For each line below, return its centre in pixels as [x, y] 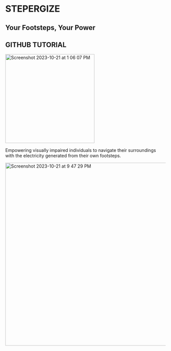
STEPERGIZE [33, 9]
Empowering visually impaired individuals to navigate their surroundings [81, 150]
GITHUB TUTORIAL [36, 44]
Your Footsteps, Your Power [50, 28]
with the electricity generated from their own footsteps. [63, 156]
